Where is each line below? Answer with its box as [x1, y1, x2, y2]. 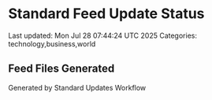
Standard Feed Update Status [8, 5, 205, 23]
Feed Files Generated [8, 62, 115, 76]
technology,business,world [8, 39, 96, 48]
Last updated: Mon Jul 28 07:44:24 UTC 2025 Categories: [8, 31, 197, 40]
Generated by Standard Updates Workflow [8, 83, 147, 92]
